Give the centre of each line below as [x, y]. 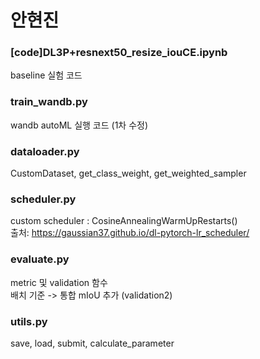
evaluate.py [40, 259]
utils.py [29, 321]
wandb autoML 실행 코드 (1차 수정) [79, 125]
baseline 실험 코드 [46, 75]
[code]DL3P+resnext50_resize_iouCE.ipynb [119, 53]
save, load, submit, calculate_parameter [92, 343]
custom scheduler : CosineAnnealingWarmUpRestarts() [124, 221]
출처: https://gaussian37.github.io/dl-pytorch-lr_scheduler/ [130, 233]
